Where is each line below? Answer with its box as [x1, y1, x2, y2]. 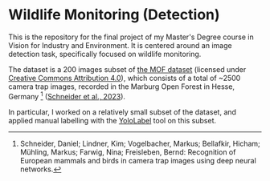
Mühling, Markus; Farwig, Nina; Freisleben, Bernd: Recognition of [19, 147, 236, 157]
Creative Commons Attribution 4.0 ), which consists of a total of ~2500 [8, 73, 241, 82]
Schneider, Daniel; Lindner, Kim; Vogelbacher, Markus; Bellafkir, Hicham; [19, 139, 261, 148]
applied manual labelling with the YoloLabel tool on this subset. [8, 115, 217, 125]
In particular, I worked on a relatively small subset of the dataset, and [8, 107, 237, 117]
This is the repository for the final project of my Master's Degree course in [8, 32, 255, 42]
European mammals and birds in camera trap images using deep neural [19, 155, 257, 165]
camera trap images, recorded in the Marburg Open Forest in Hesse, [8, 82, 235, 91]
